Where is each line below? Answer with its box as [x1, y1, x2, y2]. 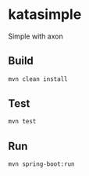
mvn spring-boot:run [8, 160, 76, 168]
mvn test [8, 118, 37, 126]
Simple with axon [8, 31, 64, 41]
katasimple [8, 5, 82, 24]
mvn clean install [8, 75, 68, 83]
